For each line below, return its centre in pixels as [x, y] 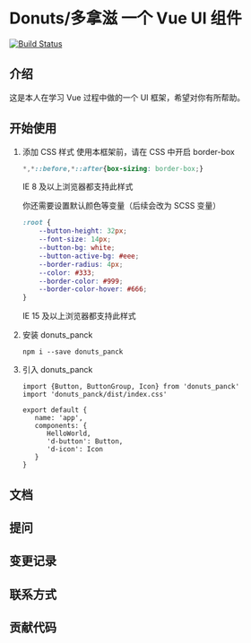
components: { [61, 426]
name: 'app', [59, 418]
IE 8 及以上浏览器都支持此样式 [78, 187]
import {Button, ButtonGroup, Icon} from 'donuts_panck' [131, 387]
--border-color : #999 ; [81, 281]
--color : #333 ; [67, 273]
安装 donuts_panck [57, 335]
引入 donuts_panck [57, 370]
